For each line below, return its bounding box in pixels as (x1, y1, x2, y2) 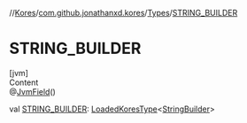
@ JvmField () (9, 86, 56, 96)
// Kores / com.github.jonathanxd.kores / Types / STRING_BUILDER (9, 8, 238, 18)
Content (9, 77, 39, 88)
